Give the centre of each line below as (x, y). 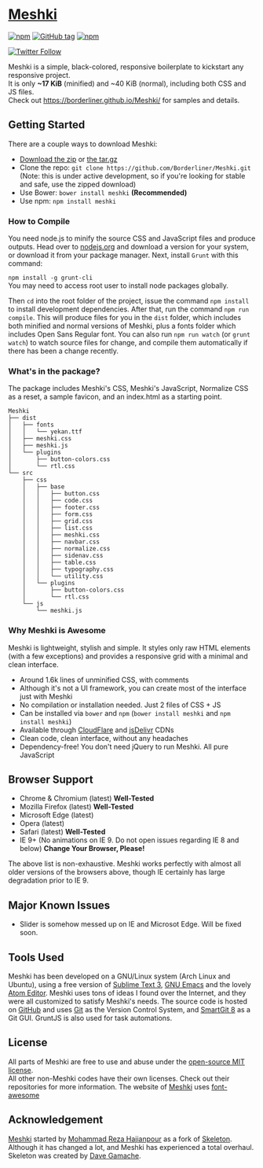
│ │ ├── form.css (57, 514)
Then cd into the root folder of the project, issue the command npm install (129, 301)
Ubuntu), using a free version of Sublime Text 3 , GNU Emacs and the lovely (130, 985)
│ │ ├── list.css (57, 529)
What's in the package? (54, 371)
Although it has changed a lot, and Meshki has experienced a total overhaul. (131, 1147)
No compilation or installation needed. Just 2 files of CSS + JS (120, 705)
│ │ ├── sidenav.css (63, 556)
